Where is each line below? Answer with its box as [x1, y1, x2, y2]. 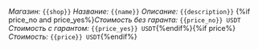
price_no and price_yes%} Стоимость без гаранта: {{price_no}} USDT [8, 15, 241, 24]
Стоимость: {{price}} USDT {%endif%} [8, 32, 138, 41]
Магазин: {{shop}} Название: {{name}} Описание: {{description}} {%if [8, 7, 251, 16]
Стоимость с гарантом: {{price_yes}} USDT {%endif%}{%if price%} [8, 24, 235, 32]
